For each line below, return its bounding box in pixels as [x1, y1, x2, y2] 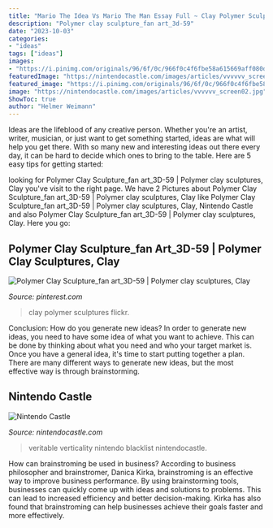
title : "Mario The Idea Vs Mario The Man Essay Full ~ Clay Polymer [8, 11, 245, 20]
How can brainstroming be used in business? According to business [8, 458, 236, 468]
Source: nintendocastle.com [8, 427, 103, 437]
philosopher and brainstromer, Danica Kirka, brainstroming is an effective [8, 467, 253, 477]
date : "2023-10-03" [8, 27, 75, 35]
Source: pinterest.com [8, 292, 83, 301]
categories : [8, 34, 49, 43]
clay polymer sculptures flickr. [28, 307, 130, 317]
